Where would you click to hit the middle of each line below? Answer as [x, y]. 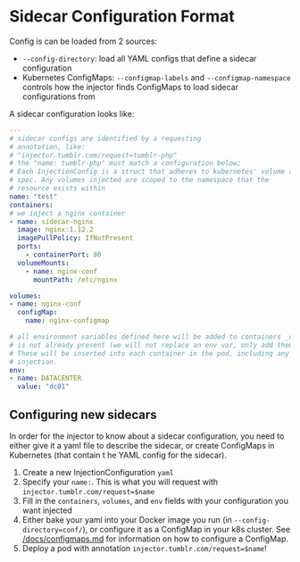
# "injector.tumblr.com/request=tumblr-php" [93, 155]
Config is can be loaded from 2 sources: [83, 41]
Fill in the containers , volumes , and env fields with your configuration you [155, 501]
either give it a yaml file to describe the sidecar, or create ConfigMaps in [142, 445]
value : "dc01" [43, 387]
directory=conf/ [52, 530]
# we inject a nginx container [67, 213]
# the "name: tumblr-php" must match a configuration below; [125, 164]
